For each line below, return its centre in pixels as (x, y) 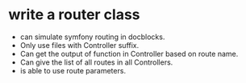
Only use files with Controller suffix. (79, 45)
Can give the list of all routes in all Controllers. (96, 62)
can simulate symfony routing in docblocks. (92, 37)
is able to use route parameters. (73, 70)
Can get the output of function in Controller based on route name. (129, 53)
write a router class (74, 15)
